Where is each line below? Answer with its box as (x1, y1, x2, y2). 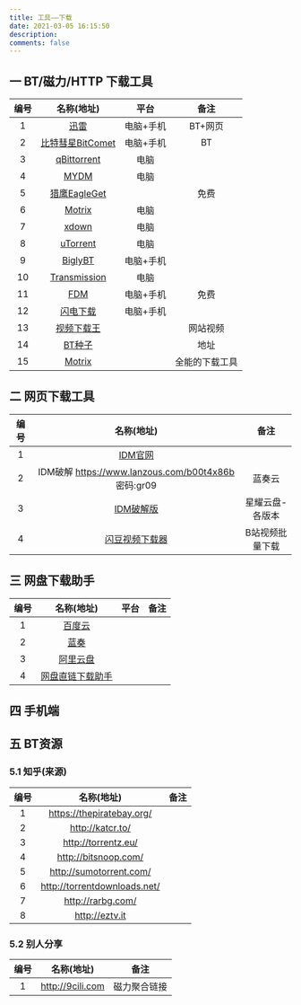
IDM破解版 (114, 502, 159, 515)
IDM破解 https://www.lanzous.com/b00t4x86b (38, 465, 235, 478)
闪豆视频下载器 (104, 533, 168, 545)
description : (9, 30, 58, 39)
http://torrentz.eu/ (62, 836, 139, 849)
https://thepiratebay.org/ (48, 807, 152, 819)
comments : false (9, 38, 70, 48)
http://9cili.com (40, 980, 105, 992)
